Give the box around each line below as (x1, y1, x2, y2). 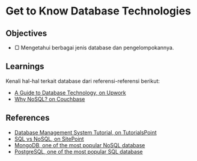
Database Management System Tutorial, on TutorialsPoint (14, 129, 157, 136)
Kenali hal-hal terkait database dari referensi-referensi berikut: (5, 77, 160, 85)
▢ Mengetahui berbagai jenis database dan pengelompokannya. (14, 44, 174, 51)
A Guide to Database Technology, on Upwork (14, 89, 127, 96)
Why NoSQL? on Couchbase (14, 95, 85, 103)
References (5, 113, 50, 123)
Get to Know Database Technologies (5, 4, 192, 18)
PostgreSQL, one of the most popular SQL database (14, 148, 143, 155)
